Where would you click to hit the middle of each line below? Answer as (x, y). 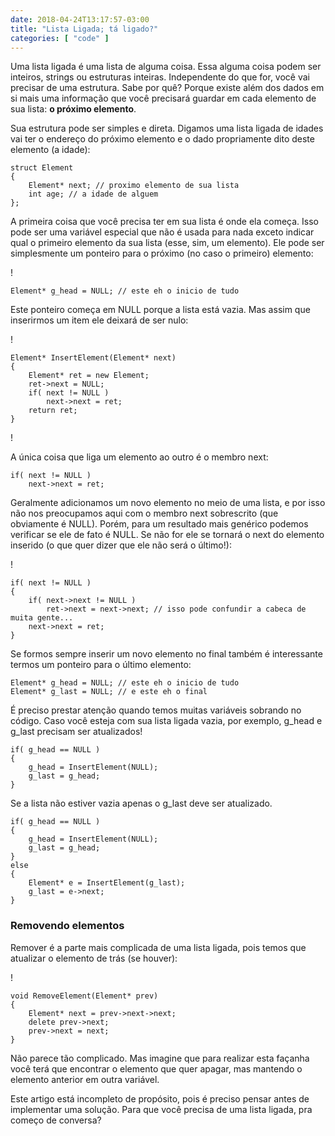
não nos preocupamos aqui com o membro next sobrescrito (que (144, 513)
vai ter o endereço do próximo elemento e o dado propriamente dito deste (162, 139)
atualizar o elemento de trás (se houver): (94, 958)
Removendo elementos (67, 926)
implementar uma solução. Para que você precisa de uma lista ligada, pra (161, 1109)
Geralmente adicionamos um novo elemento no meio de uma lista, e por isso (168, 503)
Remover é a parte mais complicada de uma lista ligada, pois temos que (158, 947)
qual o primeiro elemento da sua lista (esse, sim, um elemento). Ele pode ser (167, 243)
